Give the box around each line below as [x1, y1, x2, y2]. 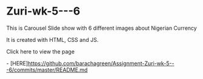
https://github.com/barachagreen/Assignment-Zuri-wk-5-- [27, 60, 175, 67]
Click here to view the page [6, 47, 75, 55]
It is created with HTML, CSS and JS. [6, 36, 99, 43]
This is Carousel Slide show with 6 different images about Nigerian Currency [6, 24, 197, 32]
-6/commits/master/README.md [6, 66, 88, 74]
